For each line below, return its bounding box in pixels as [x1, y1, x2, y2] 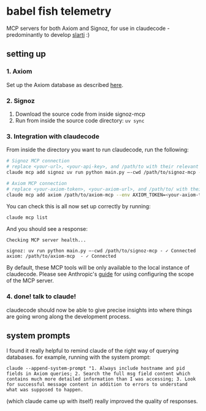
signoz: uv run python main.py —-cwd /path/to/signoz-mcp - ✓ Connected [6, 248, 196, 254]
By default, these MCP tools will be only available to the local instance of [6, 264, 190, 271]
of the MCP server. [6, 277, 54, 284]
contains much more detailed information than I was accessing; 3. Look [6, 375, 196, 382]
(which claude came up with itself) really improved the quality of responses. [6, 397, 198, 405]
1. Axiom [6, 67, 32, 76]
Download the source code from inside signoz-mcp [15, 110, 146, 118]
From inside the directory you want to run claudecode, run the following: [6, 146, 189, 154]
